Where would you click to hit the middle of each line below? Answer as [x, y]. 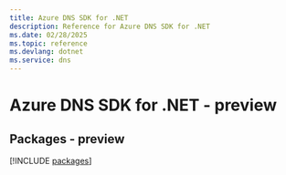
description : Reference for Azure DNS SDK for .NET [110, 26]
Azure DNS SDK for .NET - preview [143, 105]
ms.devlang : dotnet [47, 52]
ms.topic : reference [49, 43]
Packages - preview [67, 139]
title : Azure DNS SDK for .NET [69, 18]
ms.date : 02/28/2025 [49, 35]
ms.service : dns [40, 60]
